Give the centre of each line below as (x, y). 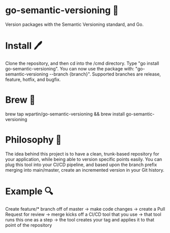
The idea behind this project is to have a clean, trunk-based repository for (82, 153)
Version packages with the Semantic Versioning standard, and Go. (74, 24)
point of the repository (29, 225)
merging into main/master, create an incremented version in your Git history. (85, 170)
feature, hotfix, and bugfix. (33, 79)
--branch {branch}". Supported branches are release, (105, 74)
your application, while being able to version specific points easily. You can (84, 159)
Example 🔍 (29, 191)
